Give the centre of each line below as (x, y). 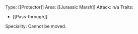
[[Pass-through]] (30, 17)
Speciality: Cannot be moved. (36, 26)
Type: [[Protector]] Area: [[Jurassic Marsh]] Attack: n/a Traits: (69, 7)
